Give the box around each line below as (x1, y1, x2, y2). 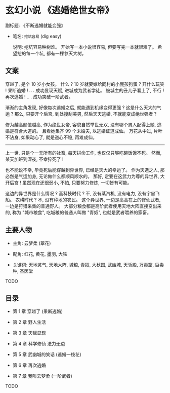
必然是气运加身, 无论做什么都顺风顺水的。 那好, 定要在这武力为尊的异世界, (5, 173, 159, 179)
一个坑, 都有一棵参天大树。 (30, 50, 87, 56)
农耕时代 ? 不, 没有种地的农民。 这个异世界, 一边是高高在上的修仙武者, (15, 196, 161, 203)
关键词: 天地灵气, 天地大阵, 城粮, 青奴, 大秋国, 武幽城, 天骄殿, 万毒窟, (12, 262, 154, 268)
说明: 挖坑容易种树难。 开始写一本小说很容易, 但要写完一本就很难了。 (12, 44, 157, 50)
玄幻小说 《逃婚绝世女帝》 (5, 5, 114, 16)
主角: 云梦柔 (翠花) (12, 240, 51, 246)
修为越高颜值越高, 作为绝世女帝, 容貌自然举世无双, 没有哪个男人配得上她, (5, 121, 156, 127)
